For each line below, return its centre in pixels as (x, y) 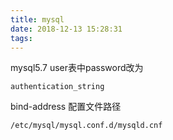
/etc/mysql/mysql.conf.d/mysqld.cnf (86, 126)
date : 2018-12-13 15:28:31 (66, 29)
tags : (21, 38)
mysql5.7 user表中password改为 (77, 68)
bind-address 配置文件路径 (66, 107)
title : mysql (37, 19)
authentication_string (57, 87)
